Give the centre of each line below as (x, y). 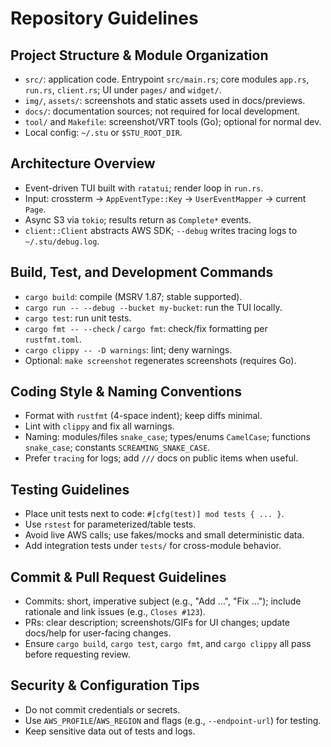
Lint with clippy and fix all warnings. (99, 426)
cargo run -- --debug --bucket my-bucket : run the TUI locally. (153, 307)
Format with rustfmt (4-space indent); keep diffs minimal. (143, 416)
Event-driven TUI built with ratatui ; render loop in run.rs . (144, 188)
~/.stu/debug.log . (62, 241)
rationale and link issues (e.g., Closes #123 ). (115, 612)
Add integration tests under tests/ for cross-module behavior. (153, 546)
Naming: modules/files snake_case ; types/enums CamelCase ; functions (167, 437)
